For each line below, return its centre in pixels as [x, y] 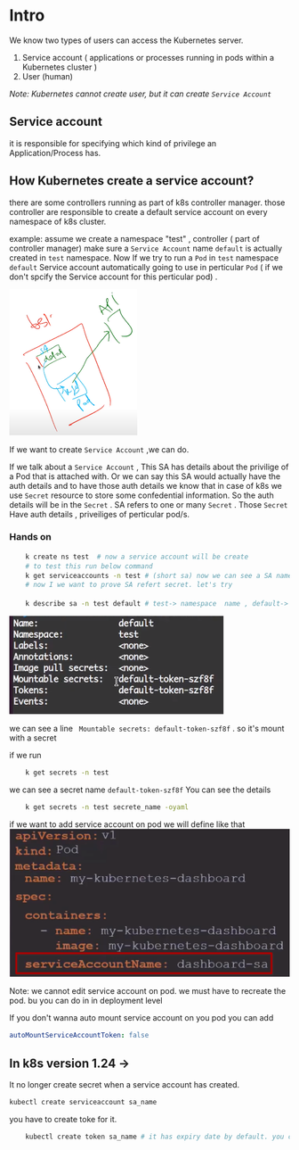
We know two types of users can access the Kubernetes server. [126, 40]
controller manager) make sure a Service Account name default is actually [146, 248]
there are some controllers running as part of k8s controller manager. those [147, 203]
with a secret [33, 738]
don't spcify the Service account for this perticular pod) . [113, 277]
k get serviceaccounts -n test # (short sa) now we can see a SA [149, 575]
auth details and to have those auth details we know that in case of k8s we [146, 485]
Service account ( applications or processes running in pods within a [148, 57]
